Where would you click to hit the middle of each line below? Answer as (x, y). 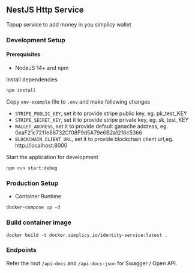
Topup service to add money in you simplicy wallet (69, 24)
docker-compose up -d (33, 207)
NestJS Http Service (45, 10)
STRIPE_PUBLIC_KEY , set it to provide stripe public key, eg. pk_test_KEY (101, 113)
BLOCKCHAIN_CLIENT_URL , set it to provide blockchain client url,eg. (94, 139)
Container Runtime (38, 196)
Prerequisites (23, 54)
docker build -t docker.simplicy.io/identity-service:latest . (87, 235)
